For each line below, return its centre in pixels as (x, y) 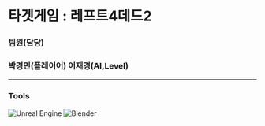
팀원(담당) (26, 43)
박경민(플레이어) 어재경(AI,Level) (68, 66)
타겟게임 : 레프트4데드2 (80, 16)
